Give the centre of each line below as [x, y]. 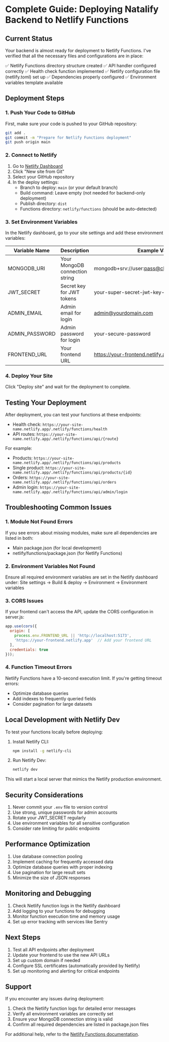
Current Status [29, 38]
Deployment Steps [35, 98]
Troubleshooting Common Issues [58, 507]
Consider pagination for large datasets [52, 704]
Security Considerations [45, 795]
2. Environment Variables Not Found [50, 566]
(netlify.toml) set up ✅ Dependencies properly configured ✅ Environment [81, 77]
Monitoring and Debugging [48, 893]
